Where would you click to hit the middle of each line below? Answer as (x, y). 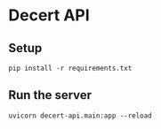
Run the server (50, 95)
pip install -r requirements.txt (70, 68)
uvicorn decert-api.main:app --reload (80, 116)
